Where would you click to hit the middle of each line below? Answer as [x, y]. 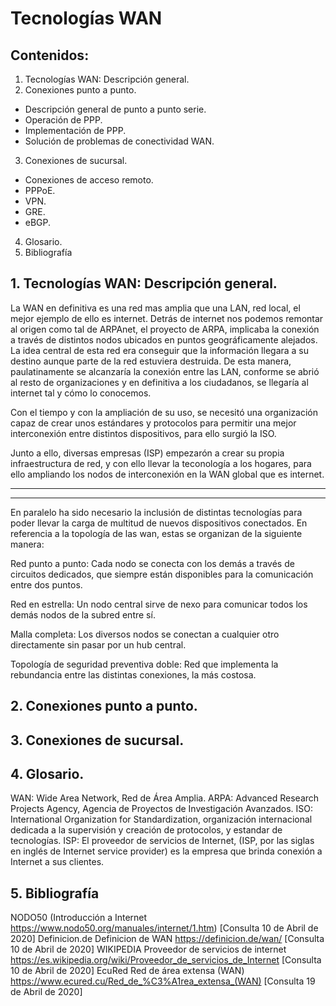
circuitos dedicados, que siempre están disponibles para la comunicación [162, 574]
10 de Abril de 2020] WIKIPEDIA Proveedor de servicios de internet [148, 949]
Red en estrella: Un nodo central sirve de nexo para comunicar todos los [159, 604]
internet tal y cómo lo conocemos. [81, 393]
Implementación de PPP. [75, 130]
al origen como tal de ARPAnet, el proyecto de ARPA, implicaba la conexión [165, 329]
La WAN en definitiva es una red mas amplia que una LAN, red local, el [155, 308]
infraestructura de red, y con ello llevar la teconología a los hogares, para [161, 463]
